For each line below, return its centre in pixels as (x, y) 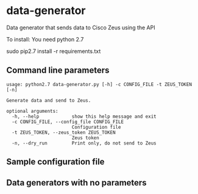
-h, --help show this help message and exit (84, 117)
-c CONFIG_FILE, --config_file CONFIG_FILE (68, 122)
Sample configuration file (55, 162)
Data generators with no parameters (77, 183)
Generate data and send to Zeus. (49, 100)
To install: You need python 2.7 (45, 39)
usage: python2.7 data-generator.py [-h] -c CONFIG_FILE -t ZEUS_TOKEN (99, 84)
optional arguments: (33, 111)
